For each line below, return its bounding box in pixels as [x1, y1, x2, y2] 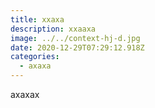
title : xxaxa [10, 14, 65, 25]
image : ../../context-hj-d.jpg [10, 33, 141, 43]
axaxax [10, 89, 40, 100]
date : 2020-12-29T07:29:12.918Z [10, 42, 145, 53]
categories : [10, 52, 60, 62]
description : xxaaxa [10, 24, 97, 34]
